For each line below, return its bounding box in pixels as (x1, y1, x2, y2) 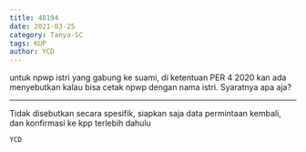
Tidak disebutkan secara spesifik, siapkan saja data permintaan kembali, (9, 108, 282, 119)
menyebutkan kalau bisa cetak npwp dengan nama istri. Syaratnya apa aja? (9, 82, 292, 93)
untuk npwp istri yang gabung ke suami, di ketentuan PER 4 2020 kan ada (9, 72, 287, 83)
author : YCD (9, 47, 55, 56)
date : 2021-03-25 (9, 22, 76, 31)
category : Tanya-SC (9, 30, 84, 39)
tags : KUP (9, 38, 47, 48)
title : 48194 (9, 13, 59, 23)
